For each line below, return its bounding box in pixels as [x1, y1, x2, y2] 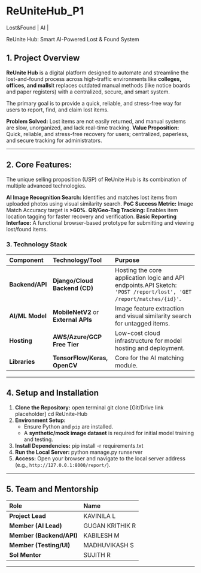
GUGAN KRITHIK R [83, 521, 136, 530]
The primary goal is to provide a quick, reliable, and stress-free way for [6, 99, 182, 107]
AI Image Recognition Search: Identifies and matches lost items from [6, 194, 178, 201]
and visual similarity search [114, 312, 191, 320]
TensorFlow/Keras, [53, 354, 108, 362]
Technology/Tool [53, 256, 102, 264]
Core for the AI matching [114, 354, 184, 362]
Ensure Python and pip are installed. [23, 423, 114, 430]
